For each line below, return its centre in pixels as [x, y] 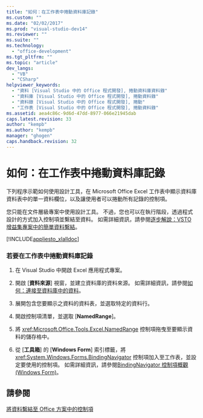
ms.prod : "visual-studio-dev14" [47, 29]
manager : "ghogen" [29, 136]
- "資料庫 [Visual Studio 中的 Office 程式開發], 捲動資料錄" [85, 96]
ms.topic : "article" [32, 62]
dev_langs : [20, 68]
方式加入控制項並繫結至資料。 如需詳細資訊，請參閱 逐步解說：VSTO [107, 219]
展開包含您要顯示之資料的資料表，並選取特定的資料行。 [84, 303]
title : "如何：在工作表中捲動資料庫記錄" [52, 12]
